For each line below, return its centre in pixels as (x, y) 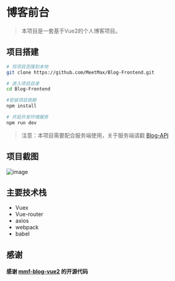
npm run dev (21, 123)
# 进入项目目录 (23, 84)
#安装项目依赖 (21, 100)
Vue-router (29, 214)
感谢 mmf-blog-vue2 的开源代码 (47, 272)
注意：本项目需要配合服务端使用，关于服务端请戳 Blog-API (95, 135)
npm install (21, 106)
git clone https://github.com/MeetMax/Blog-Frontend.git (80, 72)
